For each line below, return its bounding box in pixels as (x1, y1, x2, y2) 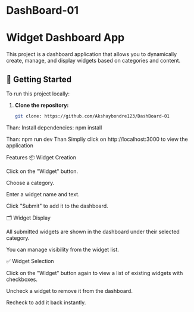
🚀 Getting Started (6, 74, 72, 84)
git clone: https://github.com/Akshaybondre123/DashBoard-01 (14, 113, 170, 119)
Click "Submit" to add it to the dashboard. (6, 202, 108, 209)
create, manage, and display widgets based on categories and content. (6, 57, 181, 64)
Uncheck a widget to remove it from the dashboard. (6, 287, 133, 294)
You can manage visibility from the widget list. (6, 246, 119, 253)
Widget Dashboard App (6, 31, 125, 45)
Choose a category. (6, 179, 55, 186)
